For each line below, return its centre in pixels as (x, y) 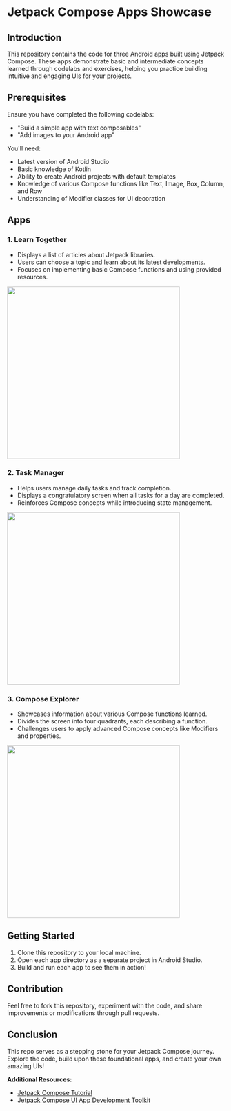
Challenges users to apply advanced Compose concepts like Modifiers (118, 729)
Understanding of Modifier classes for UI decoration (91, 198)
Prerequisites (37, 98)
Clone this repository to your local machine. (79, 952)
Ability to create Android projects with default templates (96, 176)
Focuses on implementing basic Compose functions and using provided (119, 269)
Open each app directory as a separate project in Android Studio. (110, 960)
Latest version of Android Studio (63, 161)
